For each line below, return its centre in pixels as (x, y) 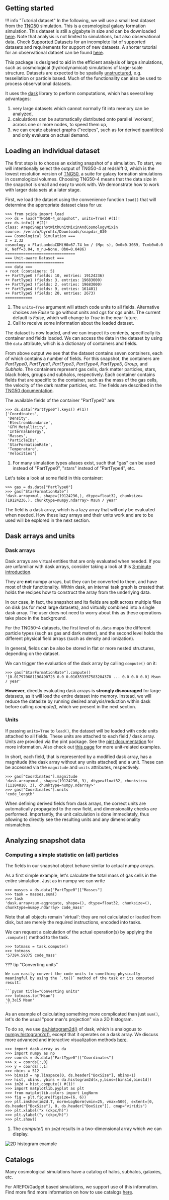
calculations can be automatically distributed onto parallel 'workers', (83, 119)
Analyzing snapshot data (45, 841)
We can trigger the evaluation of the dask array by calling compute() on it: (81, 664)
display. (21, 1134)
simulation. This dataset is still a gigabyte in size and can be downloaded (81, 31)
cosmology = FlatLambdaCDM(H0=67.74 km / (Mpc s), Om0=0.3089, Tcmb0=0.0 (84, 245)
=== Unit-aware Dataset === (35, 258)
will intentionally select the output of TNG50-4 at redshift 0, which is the (80, 168)
